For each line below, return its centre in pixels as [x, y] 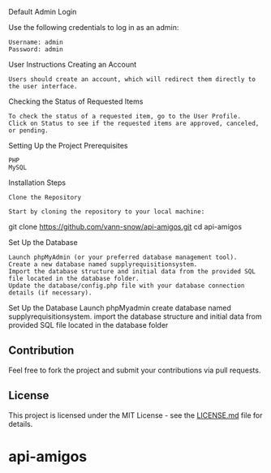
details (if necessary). [50, 293]
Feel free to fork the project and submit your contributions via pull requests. [135, 370]
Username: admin [36, 42]
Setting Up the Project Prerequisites [68, 146]
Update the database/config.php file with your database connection [127, 286]
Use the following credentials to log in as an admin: [94, 27]
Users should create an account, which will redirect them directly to [132, 80]
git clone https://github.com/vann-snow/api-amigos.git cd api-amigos [125, 227]
